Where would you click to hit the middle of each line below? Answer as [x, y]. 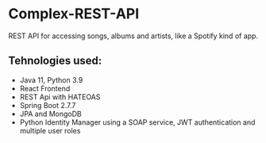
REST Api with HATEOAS [60, 97]
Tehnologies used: [55, 61]
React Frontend [45, 88]
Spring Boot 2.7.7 [48, 105]
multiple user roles [50, 130]
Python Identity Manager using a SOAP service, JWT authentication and [137, 122]
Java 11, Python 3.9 [51, 79]
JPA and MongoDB [50, 114]
